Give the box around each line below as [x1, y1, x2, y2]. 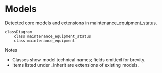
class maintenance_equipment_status [14, 34, 92, 39]
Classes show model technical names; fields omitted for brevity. [12, 56, 146, 63]
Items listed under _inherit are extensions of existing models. [12, 62, 139, 68]
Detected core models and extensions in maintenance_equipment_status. [5, 20, 157, 26]
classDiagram [5, 29, 32, 34]
